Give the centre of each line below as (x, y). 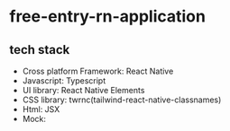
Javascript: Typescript (64, 81)
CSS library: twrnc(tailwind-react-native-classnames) (122, 100)
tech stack (40, 50)
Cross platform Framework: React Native (98, 71)
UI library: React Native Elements (83, 90)
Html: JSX (41, 109)
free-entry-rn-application (107, 17)
